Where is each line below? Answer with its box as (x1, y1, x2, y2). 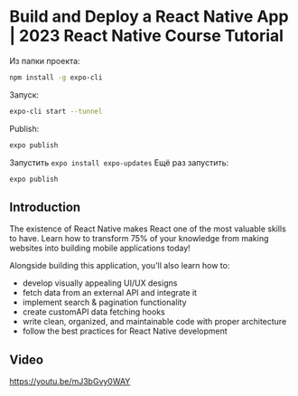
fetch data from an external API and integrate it (22, 288, 197, 298)
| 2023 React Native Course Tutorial (9, 25, 284, 46)
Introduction (9, 199, 81, 214)
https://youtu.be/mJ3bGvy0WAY (9, 376, 131, 387)
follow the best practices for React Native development (22, 325, 228, 336)
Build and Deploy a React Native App (9, 6, 289, 27)
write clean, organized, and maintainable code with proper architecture (22, 316, 287, 327)
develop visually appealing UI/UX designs (22, 278, 178, 288)
